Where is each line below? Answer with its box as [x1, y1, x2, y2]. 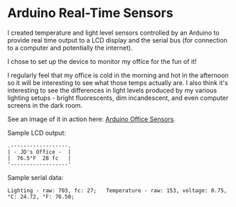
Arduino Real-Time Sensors [7, 5, 173, 21]
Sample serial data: [7, 173, 64, 181]
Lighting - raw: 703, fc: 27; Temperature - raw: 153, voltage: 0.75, [7, 186, 227, 194]
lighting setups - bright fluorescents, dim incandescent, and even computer [7, 94, 229, 102]
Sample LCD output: [7, 128, 66, 137]
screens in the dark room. [7, 101, 83, 109]
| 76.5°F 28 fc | [7, 155, 72, 162]
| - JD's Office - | [7, 148, 72, 155]
